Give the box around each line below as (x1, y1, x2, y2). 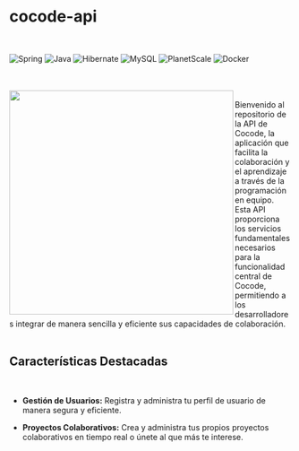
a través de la (235, 175, 285, 186)
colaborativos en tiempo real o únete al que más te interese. (21, 431, 243, 442)
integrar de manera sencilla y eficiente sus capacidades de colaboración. (15, 318, 286, 329)
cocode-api (9, 6, 98, 27)
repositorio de (235, 108, 286, 119)
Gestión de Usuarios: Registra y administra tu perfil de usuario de (21, 395, 266, 405)
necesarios (235, 242, 276, 253)
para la (235, 251, 261, 262)
